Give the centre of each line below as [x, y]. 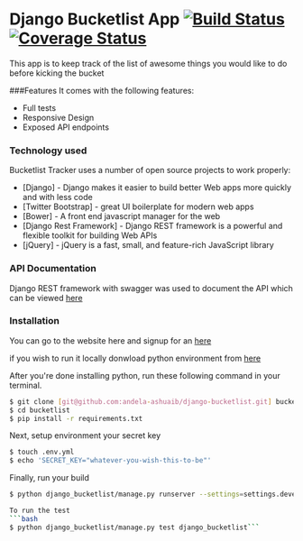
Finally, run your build [50, 478]
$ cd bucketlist [40, 410]
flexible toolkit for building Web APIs [90, 235]
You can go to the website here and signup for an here [110, 340]
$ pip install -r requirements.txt [76, 418]
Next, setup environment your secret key [85, 436]
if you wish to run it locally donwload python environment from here [135, 358]
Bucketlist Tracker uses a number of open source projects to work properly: [150, 170]
